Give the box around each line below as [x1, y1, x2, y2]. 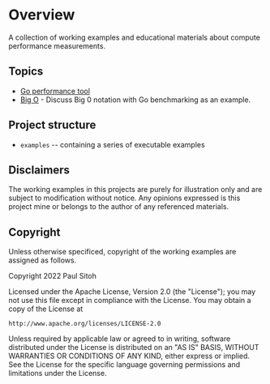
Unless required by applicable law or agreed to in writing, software [8, 334, 231, 343]
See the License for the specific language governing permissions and [8, 360, 241, 369]
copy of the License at [8, 304, 84, 314]
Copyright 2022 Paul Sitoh [8, 271, 97, 281]
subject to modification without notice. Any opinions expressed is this [8, 193, 241, 203]
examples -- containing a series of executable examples [19, 139, 205, 149]
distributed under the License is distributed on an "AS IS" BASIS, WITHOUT [8, 343, 259, 352]
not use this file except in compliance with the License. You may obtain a [8, 296, 251, 305]
